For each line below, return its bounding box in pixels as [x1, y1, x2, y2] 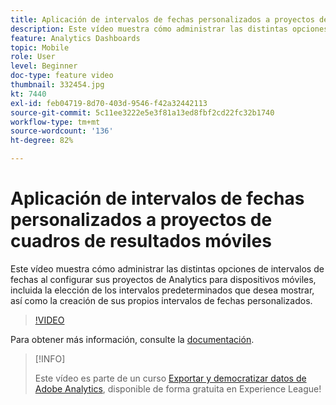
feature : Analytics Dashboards [10, 33, 141, 43]
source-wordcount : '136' [10, 126, 114, 136]
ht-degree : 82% [10, 136, 74, 146]
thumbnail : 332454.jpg [10, 80, 105, 90]
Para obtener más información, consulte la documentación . [10, 333, 255, 345]
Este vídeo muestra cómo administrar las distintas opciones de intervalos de [10, 262, 325, 275]
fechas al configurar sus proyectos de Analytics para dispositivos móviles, [10, 273, 317, 285]
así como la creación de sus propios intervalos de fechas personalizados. [10, 294, 313, 306]
